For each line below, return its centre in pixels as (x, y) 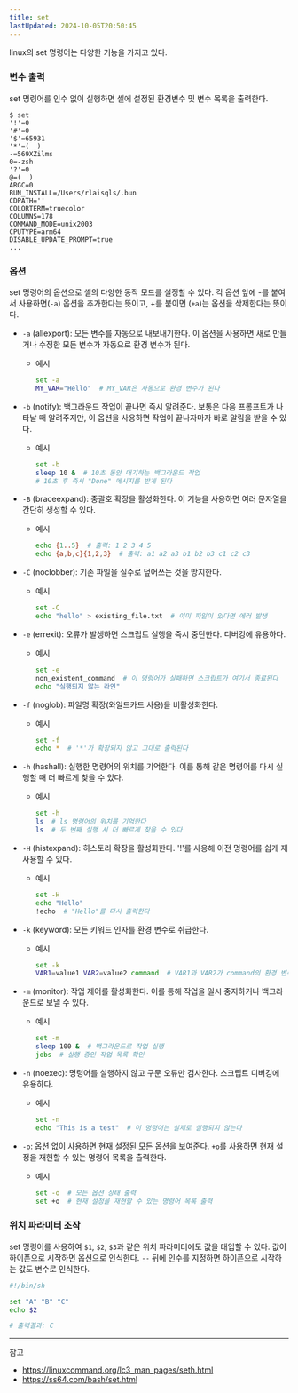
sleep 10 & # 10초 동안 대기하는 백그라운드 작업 (118, 473)
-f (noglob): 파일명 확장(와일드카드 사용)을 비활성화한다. (120, 704)
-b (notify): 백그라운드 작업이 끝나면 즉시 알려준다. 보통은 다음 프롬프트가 (148, 406)
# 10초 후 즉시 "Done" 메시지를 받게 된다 (104, 481)
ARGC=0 (21, 185)
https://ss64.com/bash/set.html (80, 1380)
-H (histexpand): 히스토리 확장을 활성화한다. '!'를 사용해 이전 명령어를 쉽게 (150, 848)
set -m (47, 1039)
